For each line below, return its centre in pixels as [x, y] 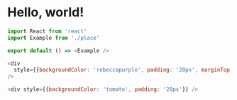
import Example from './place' [54, 38]
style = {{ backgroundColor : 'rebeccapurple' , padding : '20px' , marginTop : [123, 70]
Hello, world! [46, 12]
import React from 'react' [47, 31]
